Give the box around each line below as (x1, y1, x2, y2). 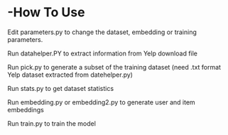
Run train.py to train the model (7, 119, 96, 128)
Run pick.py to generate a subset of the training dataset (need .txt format (7, 63, 222, 71)
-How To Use (7, 4, 85, 21)
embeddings (7, 105, 44, 114)
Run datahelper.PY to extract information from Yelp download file (7, 49, 197, 58)
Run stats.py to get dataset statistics (7, 84, 114, 92)
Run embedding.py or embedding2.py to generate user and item (7, 97, 195, 107)
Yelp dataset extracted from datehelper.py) (7, 70, 134, 79)
